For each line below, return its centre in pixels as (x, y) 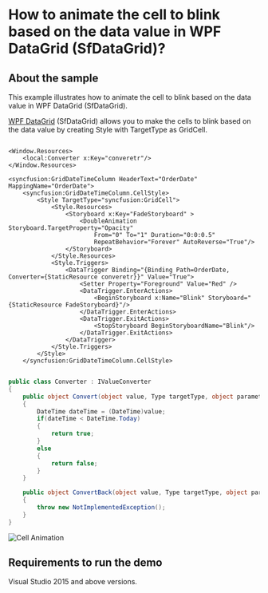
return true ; (72, 434)
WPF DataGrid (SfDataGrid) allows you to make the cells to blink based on (130, 121)
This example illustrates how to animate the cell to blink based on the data (130, 97)
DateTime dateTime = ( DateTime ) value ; (101, 411)
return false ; (74, 463)
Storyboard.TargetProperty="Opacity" (71, 228)
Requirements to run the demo (85, 563)
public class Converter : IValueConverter (80, 381)
